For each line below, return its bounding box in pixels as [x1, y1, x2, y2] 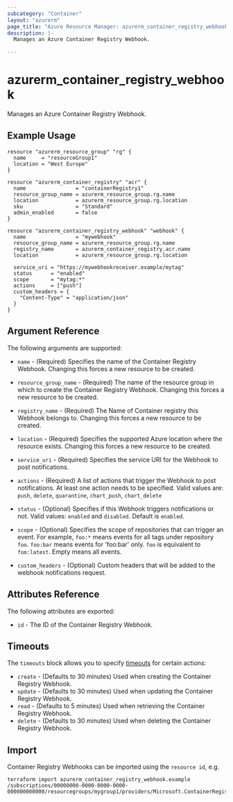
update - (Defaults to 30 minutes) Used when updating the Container [17, 687, 214, 696]
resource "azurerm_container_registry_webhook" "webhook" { [7, 227, 185, 234]
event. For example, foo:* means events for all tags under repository [17, 532, 214, 541]
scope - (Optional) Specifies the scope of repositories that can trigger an [17, 525, 224, 534]
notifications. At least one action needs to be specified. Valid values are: [17, 484, 224, 492]
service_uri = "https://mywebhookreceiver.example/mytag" [13, 263, 185, 271]
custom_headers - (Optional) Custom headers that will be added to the [17, 561, 216, 569]
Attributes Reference [7, 589, 100, 600]
